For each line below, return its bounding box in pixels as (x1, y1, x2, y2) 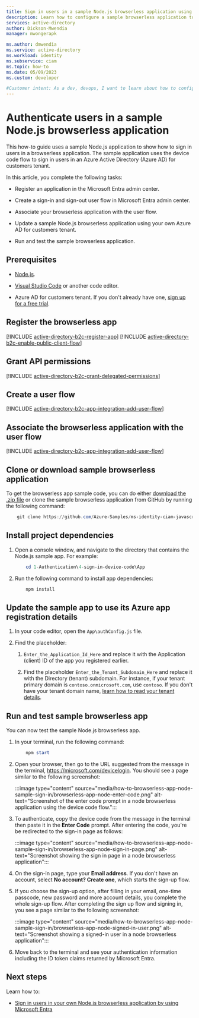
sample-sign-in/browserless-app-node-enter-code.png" (14, 791, 153, 798)
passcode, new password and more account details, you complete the (14, 894, 187, 901)
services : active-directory (6, 20, 76, 26)
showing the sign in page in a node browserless (59, 852, 176, 859)
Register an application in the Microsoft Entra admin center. (14, 185, 160, 193)
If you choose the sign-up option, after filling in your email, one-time (14, 887, 182, 894)
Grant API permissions (6, 357, 91, 367)
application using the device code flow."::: (14, 803, 117, 811)
